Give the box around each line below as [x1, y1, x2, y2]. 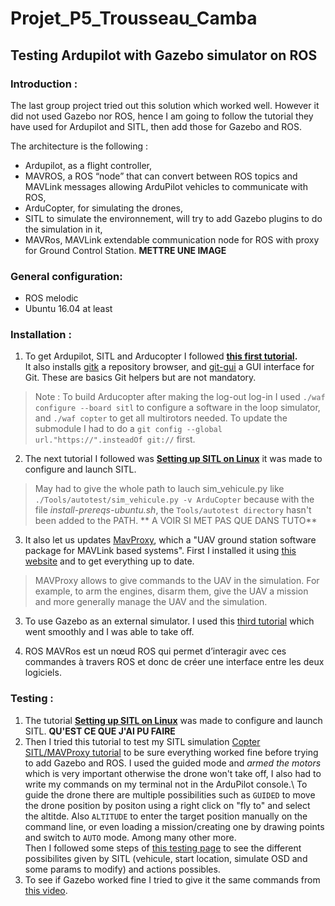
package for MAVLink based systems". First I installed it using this [24, 545, 297, 557]
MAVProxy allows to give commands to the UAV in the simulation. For [34, 575, 320, 587]
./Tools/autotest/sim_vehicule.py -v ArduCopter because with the [34, 493, 315, 506]
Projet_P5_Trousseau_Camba [10, 7, 258, 30]
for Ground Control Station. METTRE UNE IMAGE [24, 244, 227, 256]
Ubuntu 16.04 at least [24, 303, 113, 315]
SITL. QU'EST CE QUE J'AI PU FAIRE [24, 725, 176, 737]
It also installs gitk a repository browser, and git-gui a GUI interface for [24, 361, 315, 373]
